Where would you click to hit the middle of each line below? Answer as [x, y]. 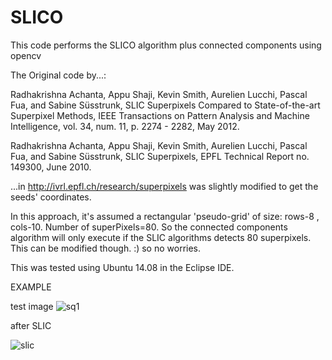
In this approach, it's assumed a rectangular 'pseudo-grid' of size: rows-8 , [165, 216]
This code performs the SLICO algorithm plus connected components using [166, 45]
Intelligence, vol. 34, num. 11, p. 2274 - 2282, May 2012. [125, 126]
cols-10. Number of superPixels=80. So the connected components [149, 227]
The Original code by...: [58, 75]
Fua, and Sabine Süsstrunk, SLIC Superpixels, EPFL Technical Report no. [160, 156]
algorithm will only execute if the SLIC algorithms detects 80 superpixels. [161, 237]
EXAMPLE [31, 287]
